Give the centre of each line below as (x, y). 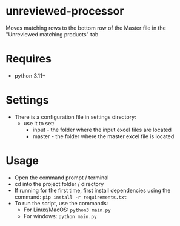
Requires (29, 59)
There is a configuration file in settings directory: (75, 117)
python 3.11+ (30, 75)
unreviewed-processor (65, 11)
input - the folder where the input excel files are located (102, 130)
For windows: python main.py (60, 216)
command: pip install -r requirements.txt (71, 197)
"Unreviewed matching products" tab (52, 34)
